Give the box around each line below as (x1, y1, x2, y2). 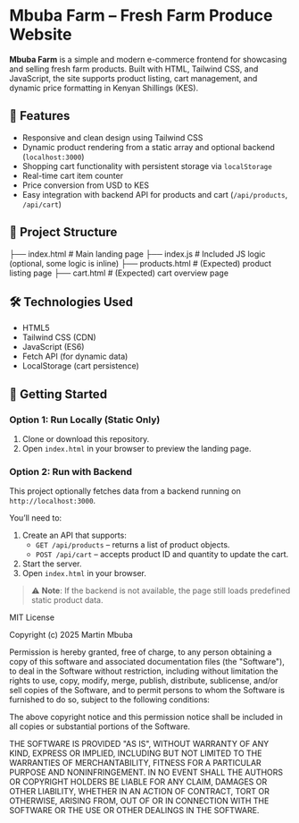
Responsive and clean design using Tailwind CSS (21, 132, 203, 143)
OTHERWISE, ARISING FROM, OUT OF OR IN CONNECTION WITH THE (9, 795, 270, 806)
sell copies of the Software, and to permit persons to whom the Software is (9, 685, 286, 696)
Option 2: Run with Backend (9, 465, 132, 478)
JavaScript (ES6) (21, 342, 85, 352)
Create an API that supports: (21, 530, 127, 541)
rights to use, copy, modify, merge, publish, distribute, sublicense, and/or (9, 675, 278, 686)
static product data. (30, 595, 104, 606)
